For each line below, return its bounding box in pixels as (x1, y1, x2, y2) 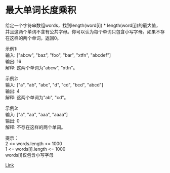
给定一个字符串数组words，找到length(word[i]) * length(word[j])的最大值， (5, 22, 161, 28)
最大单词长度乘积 (5, 5, 77, 16)
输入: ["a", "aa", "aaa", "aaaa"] (5, 111, 68, 117)
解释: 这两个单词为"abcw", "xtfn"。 (5, 64, 78, 71)
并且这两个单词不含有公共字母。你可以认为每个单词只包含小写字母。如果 (5, 28, 156, 34)
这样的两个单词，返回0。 (9, 35, 62, 41)
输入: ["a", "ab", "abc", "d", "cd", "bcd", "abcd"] (5, 81, 104, 88)
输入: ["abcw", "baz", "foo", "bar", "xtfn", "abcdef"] (5, 52, 111, 58)
